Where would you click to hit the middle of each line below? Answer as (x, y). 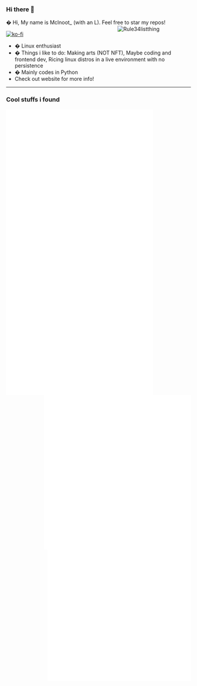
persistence (29, 66)
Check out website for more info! (54, 79)
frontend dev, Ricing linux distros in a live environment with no (90, 60)
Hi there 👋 (21, 9)
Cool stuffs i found (33, 100)
